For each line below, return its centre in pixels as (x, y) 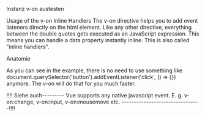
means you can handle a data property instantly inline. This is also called (98, 40)
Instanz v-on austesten (35, 9)
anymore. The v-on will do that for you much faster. (71, 83)
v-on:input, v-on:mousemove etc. (78, 102)
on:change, (20, 102)
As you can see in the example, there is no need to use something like (95, 70)
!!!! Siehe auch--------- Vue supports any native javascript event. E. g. (95, 95)
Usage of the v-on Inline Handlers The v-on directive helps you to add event (102, 21)
